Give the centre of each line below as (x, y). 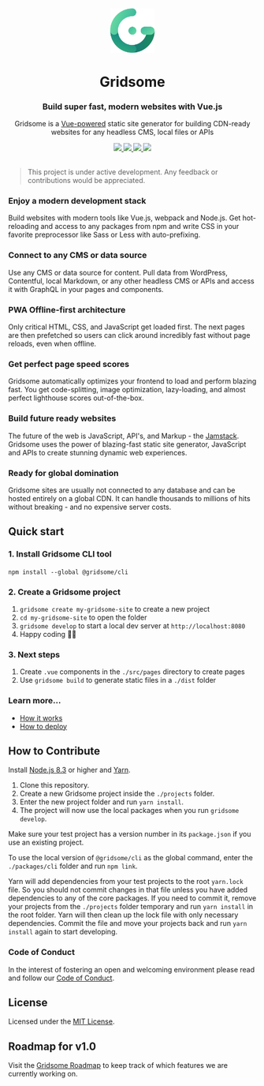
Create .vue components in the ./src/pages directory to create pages (132, 672)
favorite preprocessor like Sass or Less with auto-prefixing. (104, 235)
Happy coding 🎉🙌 (48, 634)
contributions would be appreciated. (86, 181)
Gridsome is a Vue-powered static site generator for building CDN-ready (132, 124)
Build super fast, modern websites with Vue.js (132, 107)
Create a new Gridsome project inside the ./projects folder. (117, 794)
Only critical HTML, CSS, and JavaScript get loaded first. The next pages (127, 327)
